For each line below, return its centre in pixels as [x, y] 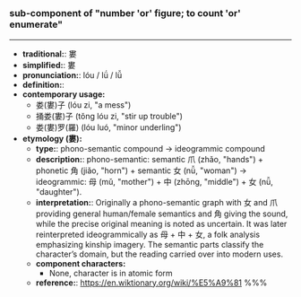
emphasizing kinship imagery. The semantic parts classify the [150, 244]
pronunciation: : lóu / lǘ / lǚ [72, 74]
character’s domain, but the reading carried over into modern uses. [159, 254]
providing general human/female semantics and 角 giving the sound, [162, 214]
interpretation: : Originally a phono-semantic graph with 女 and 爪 [156, 202]
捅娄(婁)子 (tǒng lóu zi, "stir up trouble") [109, 116]
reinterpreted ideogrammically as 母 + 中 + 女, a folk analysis [148, 234]
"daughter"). [59, 191]
